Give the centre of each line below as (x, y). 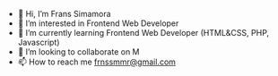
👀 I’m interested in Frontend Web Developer (98, 23)
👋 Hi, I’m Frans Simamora (64, 14)
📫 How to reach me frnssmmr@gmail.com (97, 62)
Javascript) (39, 42)
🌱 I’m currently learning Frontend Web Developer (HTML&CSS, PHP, (143, 33)
